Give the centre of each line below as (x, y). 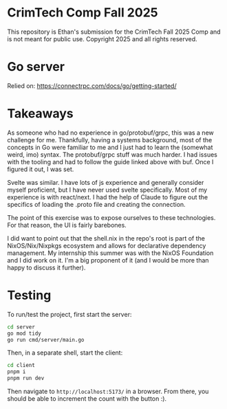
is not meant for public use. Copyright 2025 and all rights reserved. (102, 38)
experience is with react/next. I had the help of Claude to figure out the (108, 197)
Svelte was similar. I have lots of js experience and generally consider (106, 182)
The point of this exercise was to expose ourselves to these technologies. (111, 217)
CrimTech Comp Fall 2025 (83, 13)
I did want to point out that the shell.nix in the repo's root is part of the (106, 238)
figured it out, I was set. (41, 169)
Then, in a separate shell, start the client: (65, 353)
